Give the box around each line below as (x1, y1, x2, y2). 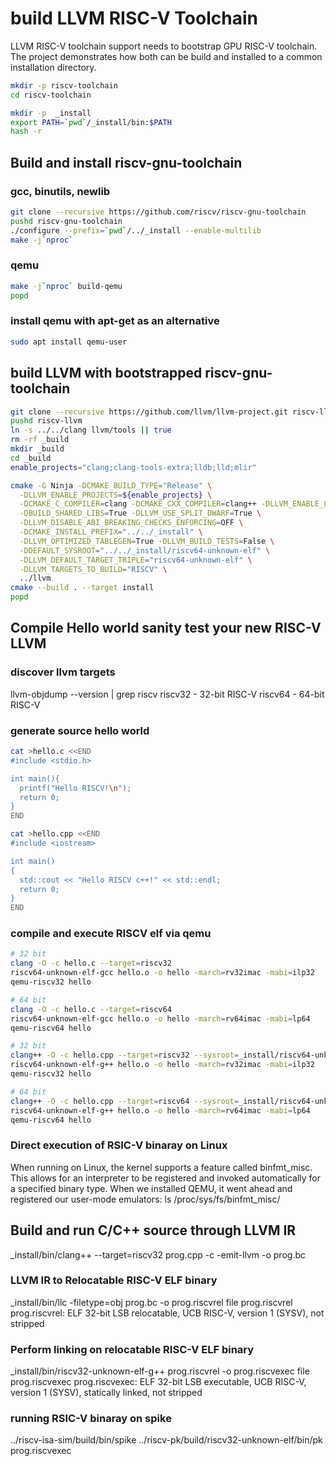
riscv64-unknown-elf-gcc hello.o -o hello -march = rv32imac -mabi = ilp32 (10, 968, 315, 978)
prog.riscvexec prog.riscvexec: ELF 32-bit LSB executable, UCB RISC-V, (10, 1376, 307, 1388)
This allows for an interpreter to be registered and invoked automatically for (10, 1172, 322, 1184)
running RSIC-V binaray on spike (10, 1412, 172, 1426)
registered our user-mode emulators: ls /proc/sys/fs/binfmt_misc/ (10, 1193, 281, 1205)
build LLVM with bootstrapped (10, 365, 203, 382)
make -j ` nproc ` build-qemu (10, 281, 123, 291)
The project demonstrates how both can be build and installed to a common (10, 50, 323, 62)
